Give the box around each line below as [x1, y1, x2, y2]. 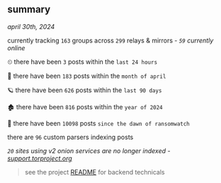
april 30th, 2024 [7, 22, 55, 30]
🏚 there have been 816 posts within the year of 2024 [7, 102, 163, 111]
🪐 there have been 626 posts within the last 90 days [7, 86, 162, 94]
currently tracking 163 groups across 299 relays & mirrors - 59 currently [7, 36, 214, 45]
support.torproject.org [7, 154, 72, 162]
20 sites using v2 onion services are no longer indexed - [7, 146, 171, 155]
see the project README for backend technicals [24, 167, 165, 176]
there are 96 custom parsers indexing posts [7, 133, 134, 141]
